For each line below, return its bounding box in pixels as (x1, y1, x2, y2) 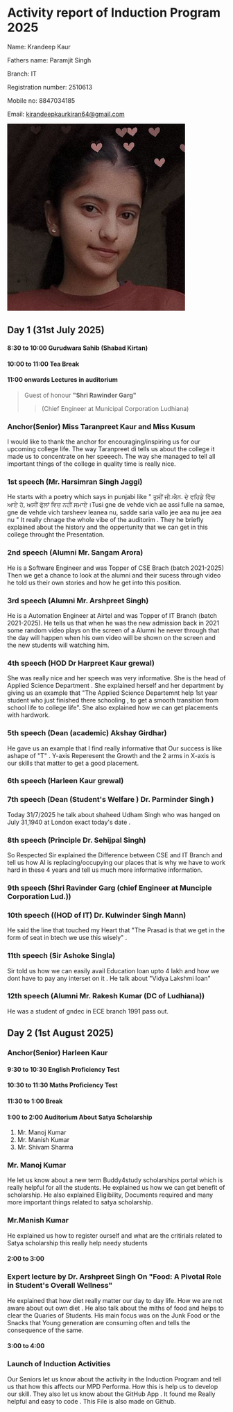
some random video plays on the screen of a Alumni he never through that (7, 626, 220, 634)
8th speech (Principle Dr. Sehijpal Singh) (7, 835, 147, 845)
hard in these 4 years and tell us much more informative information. (7, 866, 203, 874)
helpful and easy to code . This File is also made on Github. (7, 1397, 176, 1405)
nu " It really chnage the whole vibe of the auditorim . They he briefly (7, 516, 204, 524)
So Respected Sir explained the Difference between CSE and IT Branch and (7, 851, 223, 859)
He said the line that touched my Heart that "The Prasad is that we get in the (7, 926, 225, 934)
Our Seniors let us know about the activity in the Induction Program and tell (7, 1375, 222, 1383)
